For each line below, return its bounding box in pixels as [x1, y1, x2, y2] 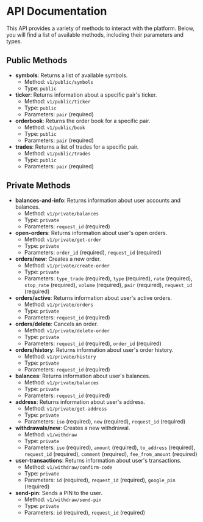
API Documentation [6, 4, 107, 18]
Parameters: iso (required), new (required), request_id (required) [24, 417, 186, 425]
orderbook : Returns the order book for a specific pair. [15, 117, 151, 124]
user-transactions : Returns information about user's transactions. [15, 457, 182, 464]
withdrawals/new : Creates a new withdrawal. [15, 424, 130, 431]
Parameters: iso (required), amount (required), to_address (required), [24, 444, 196, 451]
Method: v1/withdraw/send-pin [24, 496, 102, 503]
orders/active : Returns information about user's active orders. [15, 294, 173, 301]
